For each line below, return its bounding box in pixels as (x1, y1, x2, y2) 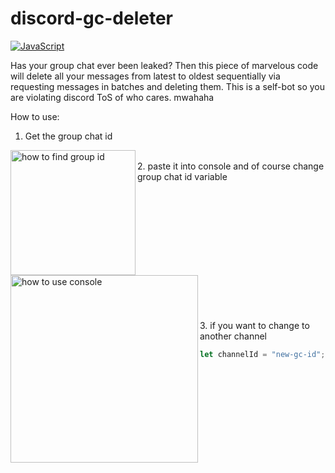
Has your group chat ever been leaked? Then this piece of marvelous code (10, 59, 319, 71)
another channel (199, 330, 267, 342)
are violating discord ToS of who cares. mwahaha (10, 91, 215, 103)
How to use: (10, 110, 60, 122)
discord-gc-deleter (10, 7, 173, 30)
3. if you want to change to (199, 319, 310, 331)
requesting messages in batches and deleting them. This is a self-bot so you (10, 80, 326, 92)
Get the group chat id (24, 130, 113, 142)
